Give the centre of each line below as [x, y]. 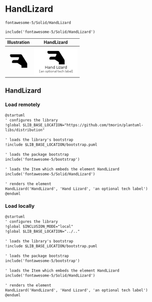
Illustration [19, 42]
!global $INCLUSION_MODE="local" [39, 226]
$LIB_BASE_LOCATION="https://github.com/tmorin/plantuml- [83, 125]
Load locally [20, 206]
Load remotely [23, 104]
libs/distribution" [25, 130]
